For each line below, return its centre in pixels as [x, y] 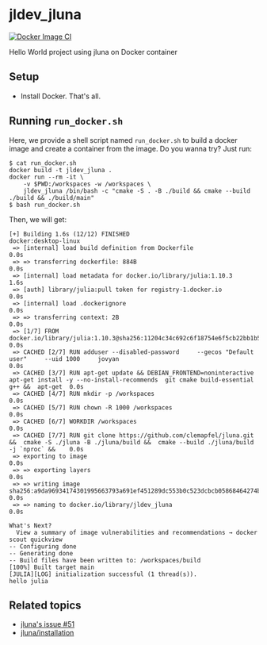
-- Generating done [41, 553]
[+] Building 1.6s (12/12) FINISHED [69, 234]
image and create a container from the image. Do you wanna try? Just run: [130, 148]
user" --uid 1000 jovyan [64, 359]
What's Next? [31, 525]
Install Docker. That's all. [61, 96]
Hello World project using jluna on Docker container [93, 52]
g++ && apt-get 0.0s [46, 386]
